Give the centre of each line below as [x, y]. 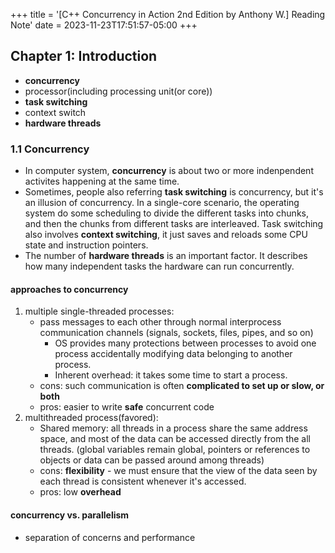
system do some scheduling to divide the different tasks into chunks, [166, 213]
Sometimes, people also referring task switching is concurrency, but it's [174, 192]
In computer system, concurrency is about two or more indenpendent [169, 171]
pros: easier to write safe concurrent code [127, 407]
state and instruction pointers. [86, 245]
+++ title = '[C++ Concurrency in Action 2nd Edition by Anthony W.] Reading [168, 14]
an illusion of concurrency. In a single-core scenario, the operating [162, 203]
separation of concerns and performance [110, 537]
